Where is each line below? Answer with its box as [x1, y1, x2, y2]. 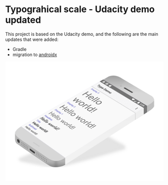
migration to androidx [12, 52, 57, 58]
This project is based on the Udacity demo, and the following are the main [5, 31, 158, 37]
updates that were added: [5, 36, 59, 42]
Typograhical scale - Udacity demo [5, 4, 155, 15]
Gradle [12, 46, 27, 52]
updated [5, 14, 41, 26]
